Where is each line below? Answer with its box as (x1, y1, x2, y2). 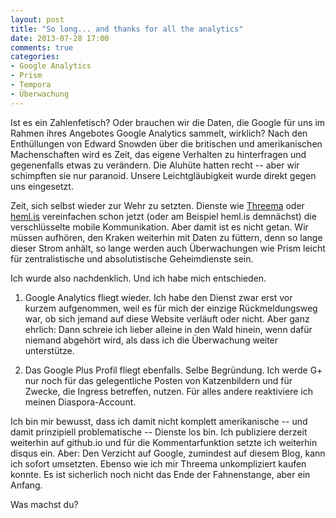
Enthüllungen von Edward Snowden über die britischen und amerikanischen (10, 137, 323, 150)
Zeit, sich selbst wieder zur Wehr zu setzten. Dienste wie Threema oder (10, 199, 305, 211)
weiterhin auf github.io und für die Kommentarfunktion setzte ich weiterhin (10, 436, 318, 448)
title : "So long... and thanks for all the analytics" (10, 24, 244, 34)
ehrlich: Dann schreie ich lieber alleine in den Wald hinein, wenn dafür (24, 323, 313, 335)
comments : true (10, 42, 74, 53)
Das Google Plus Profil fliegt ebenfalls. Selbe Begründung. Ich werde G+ (24, 364, 323, 376)
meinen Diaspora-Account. (24, 396, 137, 408)
